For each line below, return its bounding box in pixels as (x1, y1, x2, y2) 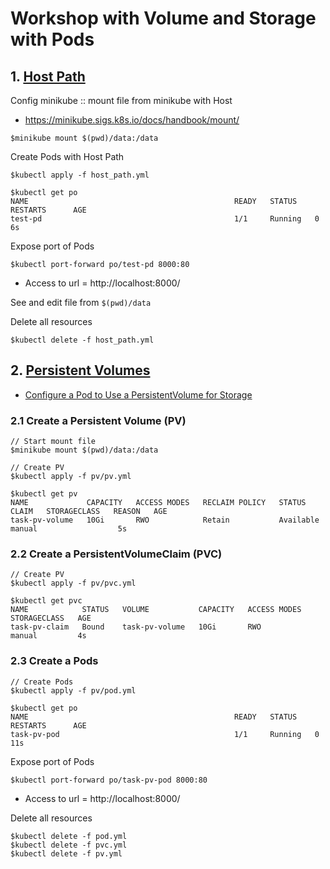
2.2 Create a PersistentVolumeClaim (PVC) (10, 547, 223, 561)
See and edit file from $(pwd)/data (10, 297, 152, 308)
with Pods (10, 28, 95, 51)
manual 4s (10, 631, 87, 641)
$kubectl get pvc (10, 596, 83, 606)
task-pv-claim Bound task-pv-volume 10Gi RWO (10, 622, 262, 632)
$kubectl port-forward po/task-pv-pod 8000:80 (10, 775, 208, 785)
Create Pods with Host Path (10, 151, 125, 162)
